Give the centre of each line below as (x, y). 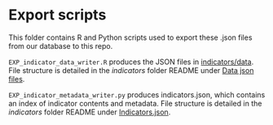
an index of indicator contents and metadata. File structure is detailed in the (135, 103)
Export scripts (57, 15)
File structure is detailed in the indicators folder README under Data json (131, 70)
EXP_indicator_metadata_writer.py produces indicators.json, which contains (137, 94)
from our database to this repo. (61, 45)
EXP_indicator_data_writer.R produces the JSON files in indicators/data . (131, 62)
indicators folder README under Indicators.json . (90, 112)
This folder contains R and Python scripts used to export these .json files (130, 37)
